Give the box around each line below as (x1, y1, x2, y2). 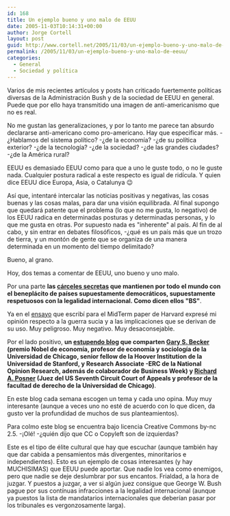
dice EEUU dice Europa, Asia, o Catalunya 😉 (7, 178, 133, 186)
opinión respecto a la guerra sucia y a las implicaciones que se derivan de (7, 317, 216, 325)
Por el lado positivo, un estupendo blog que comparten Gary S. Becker (7, 337, 210, 346)
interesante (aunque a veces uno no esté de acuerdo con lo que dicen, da (7, 402, 216, 410)
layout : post (7, 36, 44, 42)
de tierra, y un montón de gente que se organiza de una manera (7, 235, 188, 243)
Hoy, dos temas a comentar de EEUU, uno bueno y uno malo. (7, 268, 179, 277)
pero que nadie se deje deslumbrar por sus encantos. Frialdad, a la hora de (7, 472, 219, 480)
